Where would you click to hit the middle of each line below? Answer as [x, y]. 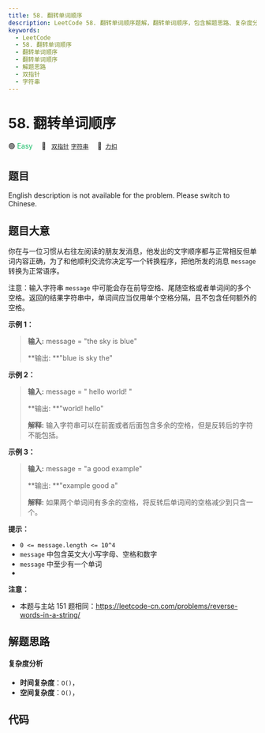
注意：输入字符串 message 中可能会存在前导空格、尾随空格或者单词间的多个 [129, 288]
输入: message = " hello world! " [80, 391]
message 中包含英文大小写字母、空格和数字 [88, 554]
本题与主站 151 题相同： [58, 606]
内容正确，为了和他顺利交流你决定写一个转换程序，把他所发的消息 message [135, 261]
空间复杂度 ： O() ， [49, 692]
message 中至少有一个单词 [61, 564]
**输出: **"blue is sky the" [70, 358]
